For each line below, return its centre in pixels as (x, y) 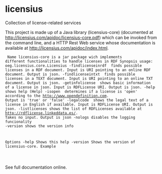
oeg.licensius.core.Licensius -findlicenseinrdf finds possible (73, 66)
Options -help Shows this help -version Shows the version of (70, 142)
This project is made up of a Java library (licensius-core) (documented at (79, 32)
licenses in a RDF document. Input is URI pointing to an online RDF (78, 70)
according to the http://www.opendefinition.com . (57, 96)
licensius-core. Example (31, 146)
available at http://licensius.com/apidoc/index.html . (57, 48)
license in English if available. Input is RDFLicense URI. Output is (79, 104)
